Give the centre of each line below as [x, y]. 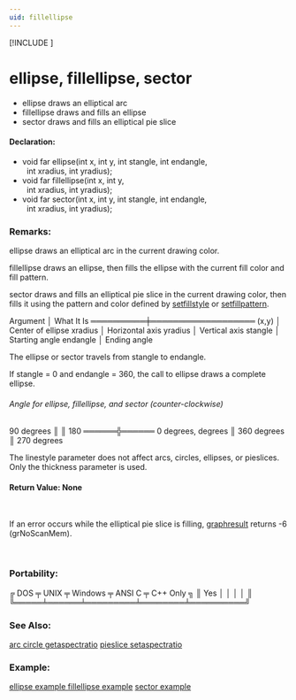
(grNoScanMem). [41, 534]
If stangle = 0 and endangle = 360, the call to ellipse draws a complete [138, 374]
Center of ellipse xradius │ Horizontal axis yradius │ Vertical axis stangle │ [144, 331]
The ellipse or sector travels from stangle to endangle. [108, 357]
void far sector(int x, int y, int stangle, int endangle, [114, 199]
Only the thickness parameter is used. [78, 467]
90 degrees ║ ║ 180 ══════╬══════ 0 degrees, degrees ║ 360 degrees [147, 431]
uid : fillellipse [41, 17]
